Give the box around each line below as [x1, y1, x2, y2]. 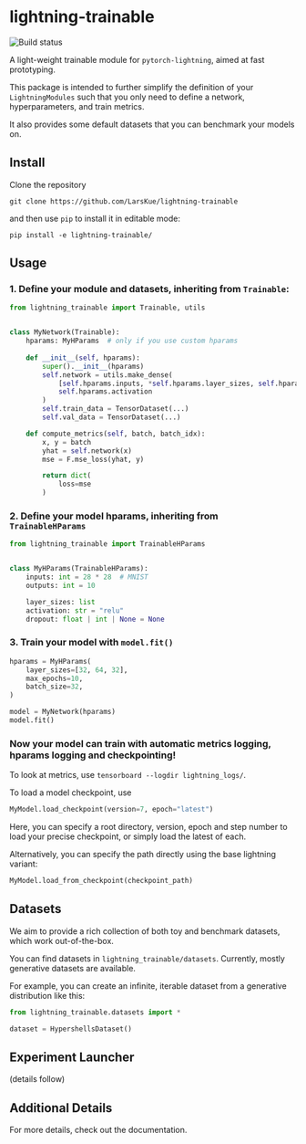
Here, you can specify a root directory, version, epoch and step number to [9, 822, 289, 833]
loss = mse [57, 479, 92, 489]
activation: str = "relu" [25, 605, 125, 615]
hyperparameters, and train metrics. [9, 100, 145, 111]
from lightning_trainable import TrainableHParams [9, 540, 206, 549]
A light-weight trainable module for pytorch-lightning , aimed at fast [9, 54, 265, 65]
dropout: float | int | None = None [25, 614, 166, 624]
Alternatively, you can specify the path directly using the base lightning [9, 849, 276, 860]
